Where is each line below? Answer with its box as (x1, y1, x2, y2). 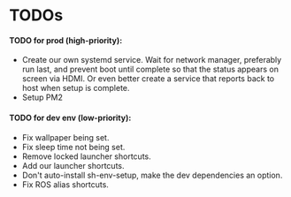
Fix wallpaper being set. (21, 132, 110, 142)
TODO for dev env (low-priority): (9, 112, 132, 123)
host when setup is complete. (21, 83, 130, 94)
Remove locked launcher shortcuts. (21, 151, 152, 162)
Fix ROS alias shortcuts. (21, 178, 109, 190)
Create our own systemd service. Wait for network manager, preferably (21, 55, 282, 65)
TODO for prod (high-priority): (9, 34, 123, 45)
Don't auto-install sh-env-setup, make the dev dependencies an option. (21, 170, 283, 180)
